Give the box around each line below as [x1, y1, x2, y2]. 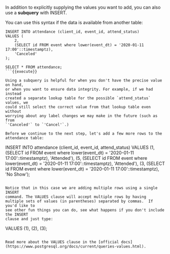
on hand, [5, 82, 24, 88]
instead [5, 91, 22, 96]
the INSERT [5, 212, 28, 217]
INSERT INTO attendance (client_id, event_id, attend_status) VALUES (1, [5, 144, 155, 150]
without [5, 109, 22, 114]
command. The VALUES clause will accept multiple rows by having [5, 194, 146, 199]
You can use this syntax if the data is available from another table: [5, 20, 143, 25]
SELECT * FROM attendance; [5, 65, 62, 70]
